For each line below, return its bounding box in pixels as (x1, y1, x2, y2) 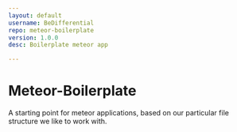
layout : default (8, 11, 62, 20)
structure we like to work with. (8, 116, 107, 126)
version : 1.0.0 (8, 33, 59, 42)
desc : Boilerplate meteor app (8, 41, 109, 49)
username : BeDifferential (8, 19, 94, 27)
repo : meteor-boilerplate (8, 26, 94, 34)
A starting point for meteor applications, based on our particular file (8, 108, 229, 118)
